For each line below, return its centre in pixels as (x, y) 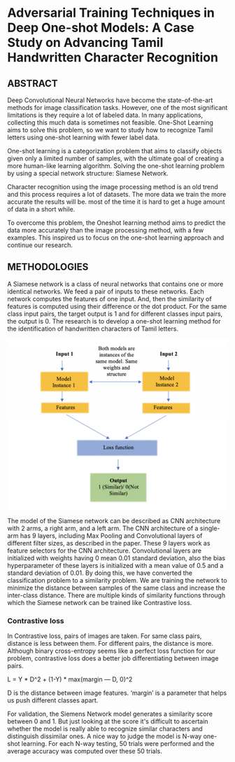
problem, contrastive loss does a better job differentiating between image (113, 658)
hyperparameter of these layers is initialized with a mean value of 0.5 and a (115, 565)
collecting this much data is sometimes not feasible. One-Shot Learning (110, 123)
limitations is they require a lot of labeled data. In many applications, (105, 115)
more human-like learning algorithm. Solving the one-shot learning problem (116, 166)
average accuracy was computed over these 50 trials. (85, 751)
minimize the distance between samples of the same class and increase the (116, 588)
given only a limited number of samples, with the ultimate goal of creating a (116, 158)
